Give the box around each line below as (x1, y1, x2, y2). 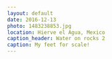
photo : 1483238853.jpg (7, 22, 72, 29)
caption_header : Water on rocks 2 (7, 35, 106, 42)
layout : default (7, 9, 53, 17)
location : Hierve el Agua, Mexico (7, 28, 106, 36)
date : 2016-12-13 (7, 16, 57, 23)
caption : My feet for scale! (7, 41, 90, 48)
